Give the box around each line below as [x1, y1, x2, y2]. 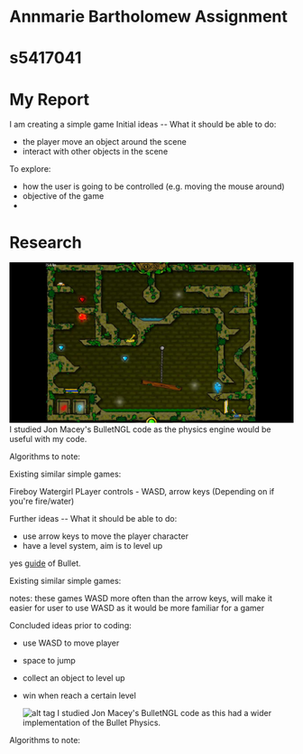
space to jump [22, 655, 77, 665]
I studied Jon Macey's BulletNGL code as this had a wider [57, 707, 272, 718]
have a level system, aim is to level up [22, 540, 163, 551]
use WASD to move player [22, 637, 120, 648]
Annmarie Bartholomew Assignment [9, 6, 289, 27]
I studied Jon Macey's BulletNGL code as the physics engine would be [9, 423, 271, 435]
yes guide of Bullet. [9, 558, 81, 569]
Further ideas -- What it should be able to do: [9, 513, 178, 523]
